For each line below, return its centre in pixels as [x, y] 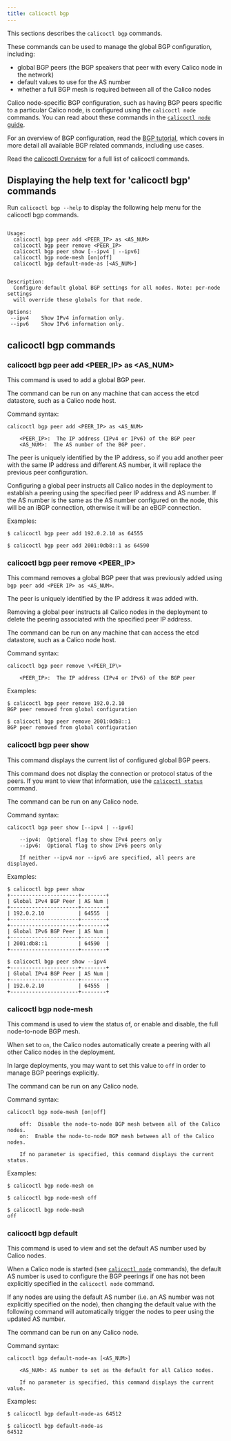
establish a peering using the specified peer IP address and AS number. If [112, 493]
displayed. [23, 864]
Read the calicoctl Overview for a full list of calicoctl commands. [98, 159]
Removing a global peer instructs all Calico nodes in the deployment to [108, 612]
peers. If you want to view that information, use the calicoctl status [105, 781]
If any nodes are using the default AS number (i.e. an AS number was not [111, 1297]
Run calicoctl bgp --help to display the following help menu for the [104, 208]
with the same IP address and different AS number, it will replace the [104, 465]
